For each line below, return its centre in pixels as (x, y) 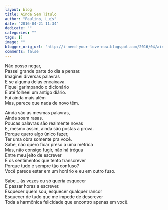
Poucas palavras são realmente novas (44, 123)
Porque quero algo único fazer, (37, 134)
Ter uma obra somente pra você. (39, 139)
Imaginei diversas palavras (33, 76)
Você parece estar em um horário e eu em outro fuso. (60, 171)
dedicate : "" (19, 28)
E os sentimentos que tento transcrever (46, 160)
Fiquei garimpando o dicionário (37, 87)
